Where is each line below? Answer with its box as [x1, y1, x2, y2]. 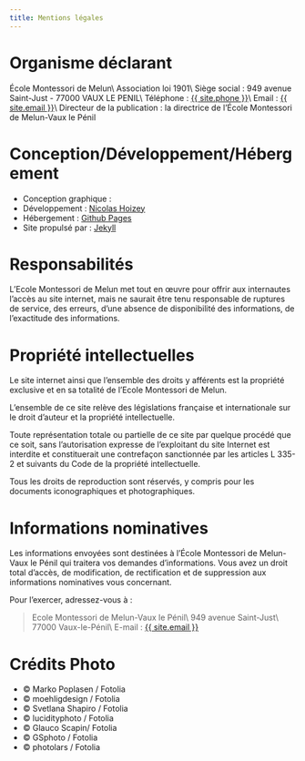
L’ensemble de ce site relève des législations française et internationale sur [9, 402, 291, 413]
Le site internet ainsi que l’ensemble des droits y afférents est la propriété [9, 375, 285, 386]
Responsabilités [9, 254, 134, 274]
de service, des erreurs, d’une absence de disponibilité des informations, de [9, 303, 295, 314]
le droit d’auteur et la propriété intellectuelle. [9, 411, 176, 423]
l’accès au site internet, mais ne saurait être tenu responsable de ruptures [9, 293, 285, 305]
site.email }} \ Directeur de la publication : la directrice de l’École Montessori [9, 102, 293, 113]
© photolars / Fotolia [22, 742, 101, 753]
